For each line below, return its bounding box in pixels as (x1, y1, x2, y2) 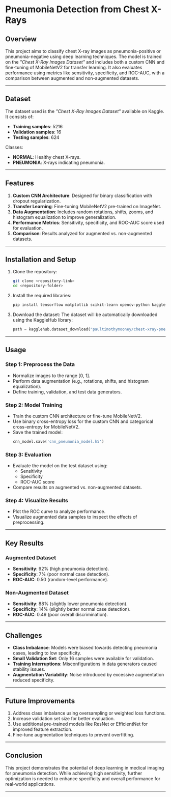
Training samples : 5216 (12, 123, 63, 129)
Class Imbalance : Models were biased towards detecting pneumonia (12, 645, 158, 651)
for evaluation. (12, 225, 43, 231)
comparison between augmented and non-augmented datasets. (5, 75, 139, 81)
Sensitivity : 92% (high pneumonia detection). (12, 566, 109, 572)
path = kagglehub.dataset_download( (12, 327, 91, 332)
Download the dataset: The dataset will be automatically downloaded (12, 311, 158, 318)
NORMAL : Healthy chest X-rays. (12, 154, 81, 160)
